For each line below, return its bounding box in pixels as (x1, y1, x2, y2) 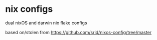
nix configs (5, 3, 53, 15)
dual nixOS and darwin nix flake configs (5, 20, 87, 26)
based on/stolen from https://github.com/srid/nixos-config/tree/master (5, 29, 152, 35)
